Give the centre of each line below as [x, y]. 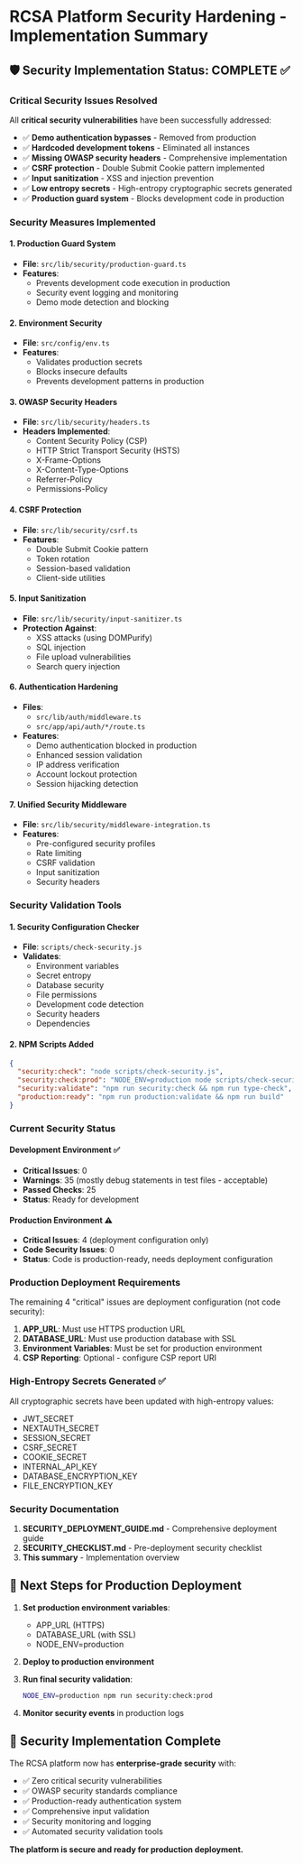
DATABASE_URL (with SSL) [86, 1634]
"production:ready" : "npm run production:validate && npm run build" [151, 1097]
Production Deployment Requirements [95, 1283]
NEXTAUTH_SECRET [61, 1428]
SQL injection [60, 647]
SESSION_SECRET [57, 1437]
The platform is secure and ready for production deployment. [126, 1849]
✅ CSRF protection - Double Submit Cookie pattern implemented [143, 168]
